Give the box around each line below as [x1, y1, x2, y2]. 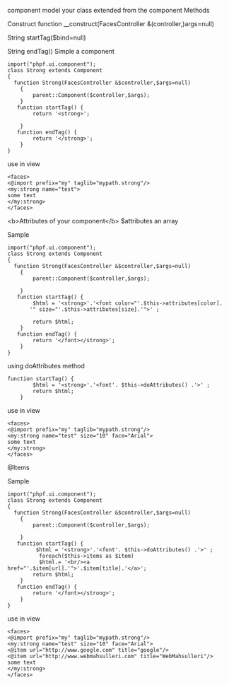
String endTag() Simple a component [7, 47, 115, 55]
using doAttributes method [7, 362, 85, 370]
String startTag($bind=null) [7, 33, 86, 42]
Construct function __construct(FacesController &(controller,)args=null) [7, 20, 214, 28]
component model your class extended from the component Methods [7, 6, 210, 14]
